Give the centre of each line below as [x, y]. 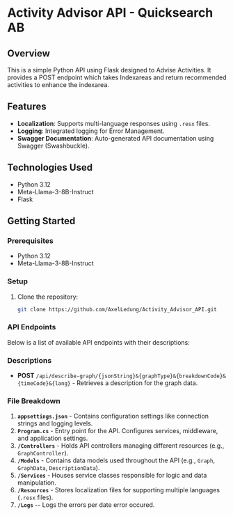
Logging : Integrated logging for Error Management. [91, 131]
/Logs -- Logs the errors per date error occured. [86, 505]
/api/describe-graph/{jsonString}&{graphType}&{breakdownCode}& [131, 376]
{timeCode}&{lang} [44, 384]
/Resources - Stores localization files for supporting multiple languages [119, 490]
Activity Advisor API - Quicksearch [110, 13]
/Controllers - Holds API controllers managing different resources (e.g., [121, 446]
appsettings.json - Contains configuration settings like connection [113, 416]
